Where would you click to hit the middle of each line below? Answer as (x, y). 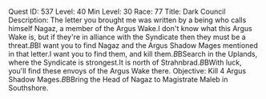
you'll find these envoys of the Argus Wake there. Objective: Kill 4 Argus (127, 71)
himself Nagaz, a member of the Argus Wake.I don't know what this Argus (130, 28)
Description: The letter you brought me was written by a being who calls (127, 20)
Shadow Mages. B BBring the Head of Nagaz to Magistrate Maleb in (118, 79)
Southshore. (28, 88)
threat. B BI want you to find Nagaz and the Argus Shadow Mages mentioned (133, 46)
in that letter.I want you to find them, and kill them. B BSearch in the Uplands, (133, 54)
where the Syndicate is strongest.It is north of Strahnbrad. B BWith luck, (125, 62)
